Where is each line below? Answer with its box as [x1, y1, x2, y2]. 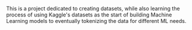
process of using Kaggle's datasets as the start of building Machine [6, 11, 172, 18]
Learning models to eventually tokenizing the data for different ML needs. [6, 18, 187, 24]
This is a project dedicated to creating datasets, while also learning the [6, 5, 180, 12]
